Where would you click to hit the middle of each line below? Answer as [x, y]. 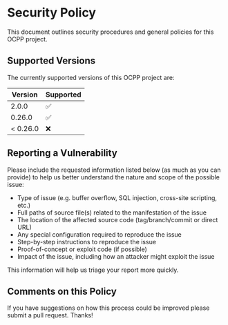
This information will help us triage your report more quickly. [93, 270]
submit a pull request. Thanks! [50, 315]
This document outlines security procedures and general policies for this [111, 32]
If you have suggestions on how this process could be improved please [108, 308]
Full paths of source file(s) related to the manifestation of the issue [112, 213]
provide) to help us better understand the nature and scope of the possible [113, 177]
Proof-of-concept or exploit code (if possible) [82, 249]
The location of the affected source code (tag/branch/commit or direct [117, 219]
